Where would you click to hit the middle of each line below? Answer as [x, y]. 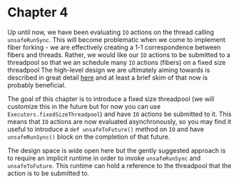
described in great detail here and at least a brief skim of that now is [108, 77]
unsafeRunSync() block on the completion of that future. [89, 137]
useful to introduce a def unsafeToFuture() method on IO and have [106, 129]
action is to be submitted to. [49, 173]
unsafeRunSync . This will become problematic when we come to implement [117, 39]
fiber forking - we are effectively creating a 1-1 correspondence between [114, 47]
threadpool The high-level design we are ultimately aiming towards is [109, 70]
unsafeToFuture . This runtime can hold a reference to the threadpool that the [119, 165]
